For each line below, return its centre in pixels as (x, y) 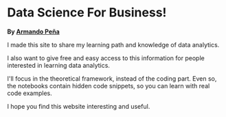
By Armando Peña (33, 31)
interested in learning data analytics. (58, 65)
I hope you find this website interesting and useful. (79, 106)
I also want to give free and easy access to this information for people (106, 58)
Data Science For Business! (87, 13)
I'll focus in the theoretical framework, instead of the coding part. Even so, (112, 78)
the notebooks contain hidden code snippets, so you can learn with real (109, 86)
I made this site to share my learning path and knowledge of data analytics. (113, 44)
